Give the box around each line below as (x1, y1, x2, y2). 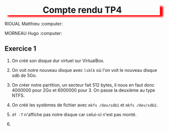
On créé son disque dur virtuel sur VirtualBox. (11, 58, 104, 64)
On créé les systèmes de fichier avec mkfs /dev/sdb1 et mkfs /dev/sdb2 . (11, 102, 158, 108)
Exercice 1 (4, 44, 36, 53)
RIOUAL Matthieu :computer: (4, 21, 63, 27)
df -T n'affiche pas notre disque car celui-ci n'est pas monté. (11, 111, 137, 117)
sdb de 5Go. (11, 72, 37, 78)
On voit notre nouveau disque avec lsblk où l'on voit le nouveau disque (11, 67, 157, 73)
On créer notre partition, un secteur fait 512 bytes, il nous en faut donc (11, 82, 155, 88)
